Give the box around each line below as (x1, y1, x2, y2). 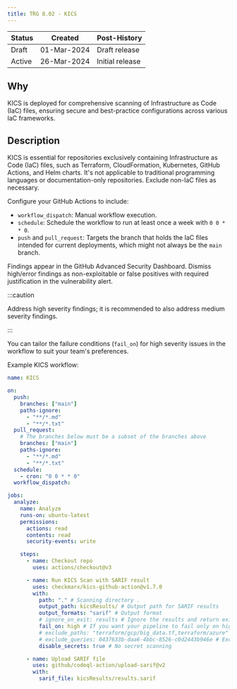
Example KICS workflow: (7, 361, 79, 369)
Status (11, 33, 34, 42)
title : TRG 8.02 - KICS (7, 10, 78, 18)
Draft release (96, 45, 140, 54)
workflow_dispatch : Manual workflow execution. (17, 211, 157, 219)
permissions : (20, 518, 59, 526)
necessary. (7, 183, 40, 192)
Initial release (96, 56, 141, 66)
